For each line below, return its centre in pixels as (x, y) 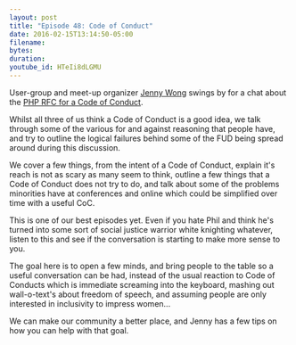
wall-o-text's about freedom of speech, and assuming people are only (138, 294)
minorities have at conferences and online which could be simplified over (144, 193)
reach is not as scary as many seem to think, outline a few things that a (140, 174)
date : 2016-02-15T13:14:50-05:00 (71, 34)
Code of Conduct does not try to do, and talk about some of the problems (144, 184)
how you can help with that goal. (69, 330)
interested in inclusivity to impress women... (90, 303)
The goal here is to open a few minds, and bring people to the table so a (141, 266)
